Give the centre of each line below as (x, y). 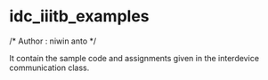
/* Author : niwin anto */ (53, 41)
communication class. (49, 68)
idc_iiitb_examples (79, 16)
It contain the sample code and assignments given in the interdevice (134, 58)
